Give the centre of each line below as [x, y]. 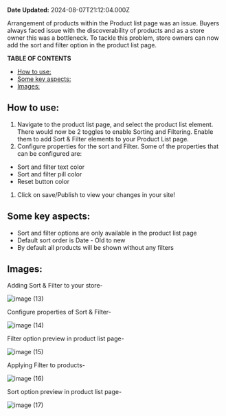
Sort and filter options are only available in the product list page [107, 233]
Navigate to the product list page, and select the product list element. [115, 124]
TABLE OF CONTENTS [39, 58]
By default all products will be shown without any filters [95, 247]
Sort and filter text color [50, 167]
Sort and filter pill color [49, 174]
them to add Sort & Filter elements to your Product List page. [103, 139]
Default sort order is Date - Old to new [71, 240]
